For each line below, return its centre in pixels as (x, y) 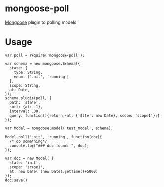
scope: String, (25, 85)
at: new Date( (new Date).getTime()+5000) (54, 171)
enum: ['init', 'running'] (42, 77)
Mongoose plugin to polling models (41, 22)
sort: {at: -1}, (26, 107)
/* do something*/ (29, 141)
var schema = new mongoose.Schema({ (43, 64)
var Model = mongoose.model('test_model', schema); (59, 128)
